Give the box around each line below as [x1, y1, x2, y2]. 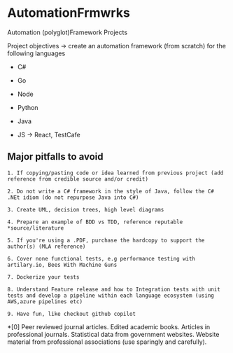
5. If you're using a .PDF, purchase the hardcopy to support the [7, 237, 205, 244]
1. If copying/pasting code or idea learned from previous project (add [7, 169, 224, 176]
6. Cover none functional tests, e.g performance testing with [7, 255, 196, 262]
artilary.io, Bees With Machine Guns [7, 261, 118, 268]
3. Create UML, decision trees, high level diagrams [7, 206, 164, 213]
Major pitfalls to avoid [7, 151, 104, 162]
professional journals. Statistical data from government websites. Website [7, 330, 220, 338]
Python [17, 103, 38, 111]
